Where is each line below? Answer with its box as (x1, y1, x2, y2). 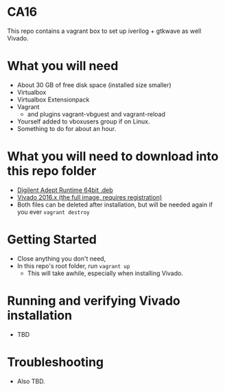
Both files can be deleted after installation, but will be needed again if (16, 200, 213, 209)
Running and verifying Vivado (7, 293, 180, 309)
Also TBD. (16, 377, 46, 385)
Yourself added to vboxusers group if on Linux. (16, 117, 150, 126)
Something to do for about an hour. (16, 124, 117, 132)
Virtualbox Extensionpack (16, 95, 90, 104)
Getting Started (7, 232, 97, 247)
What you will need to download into (7, 149, 219, 165)
